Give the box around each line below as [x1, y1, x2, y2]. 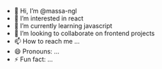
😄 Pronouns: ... [13, 47, 60, 56]
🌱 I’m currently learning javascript [13, 22, 112, 30]
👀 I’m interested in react [13, 14, 83, 23]
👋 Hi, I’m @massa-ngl [13, 7, 77, 15]
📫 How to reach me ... [13, 37, 80, 45]
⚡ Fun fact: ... [13, 55, 53, 63]
